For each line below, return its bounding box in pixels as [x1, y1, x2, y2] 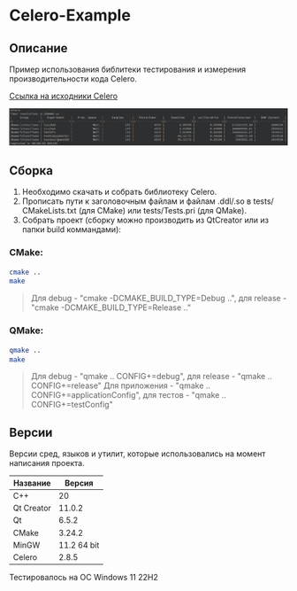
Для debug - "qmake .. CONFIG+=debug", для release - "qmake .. [30, 371, 272, 382]
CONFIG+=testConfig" [30, 400, 113, 410]
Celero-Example [9, 5, 131, 26]
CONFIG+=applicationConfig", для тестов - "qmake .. [30, 390, 227, 400]
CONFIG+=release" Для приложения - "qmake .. [30, 380, 210, 391]
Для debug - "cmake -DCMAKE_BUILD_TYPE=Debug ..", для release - [30, 293, 287, 304]
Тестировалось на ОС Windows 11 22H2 [9, 572, 159, 582]
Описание [9, 41, 68, 56]
